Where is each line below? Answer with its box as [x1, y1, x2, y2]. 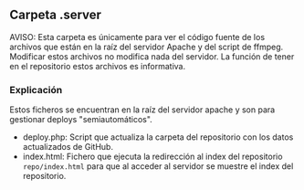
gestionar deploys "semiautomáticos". [9, 114, 152, 125]
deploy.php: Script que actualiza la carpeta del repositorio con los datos [22, 132, 294, 142]
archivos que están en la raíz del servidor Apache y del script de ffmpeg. [9, 41, 284, 52]
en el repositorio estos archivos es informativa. [9, 60, 185, 71]
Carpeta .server [9, 7, 102, 23]
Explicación [9, 83, 63, 96]
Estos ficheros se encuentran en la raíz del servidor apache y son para [9, 104, 276, 115]
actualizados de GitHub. [22, 142, 114, 153]
